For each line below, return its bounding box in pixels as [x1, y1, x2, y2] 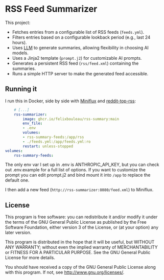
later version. [5, 230, 32, 235]
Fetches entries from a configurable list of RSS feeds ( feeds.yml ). [12, 29, 144, 35]
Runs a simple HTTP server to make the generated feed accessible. [12, 70, 148, 76]
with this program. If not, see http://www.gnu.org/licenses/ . [5, 269, 125, 275]
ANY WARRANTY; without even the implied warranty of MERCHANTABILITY [5, 244, 158, 250]
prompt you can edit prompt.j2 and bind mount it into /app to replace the [5, 172, 151, 178]
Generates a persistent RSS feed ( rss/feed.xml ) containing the [12, 60, 139, 66]
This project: [5, 20, 31, 25]
